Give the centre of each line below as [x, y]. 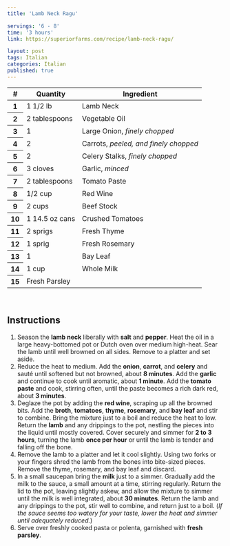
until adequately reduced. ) [55, 520]
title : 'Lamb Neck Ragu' [43, 13]
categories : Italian [37, 64]
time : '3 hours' [30, 32]
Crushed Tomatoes [113, 218]
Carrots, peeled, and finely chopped [140, 144]
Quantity [51, 94]
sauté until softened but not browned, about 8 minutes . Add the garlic [117, 373]
